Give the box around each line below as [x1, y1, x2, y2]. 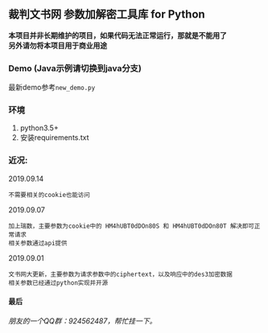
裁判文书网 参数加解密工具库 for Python [8, 7, 205, 22]
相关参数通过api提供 [8, 239, 68, 247]
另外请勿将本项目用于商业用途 [8, 40, 107, 50]
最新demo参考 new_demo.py [8, 83, 96, 92]
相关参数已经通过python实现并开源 [8, 278, 109, 287]
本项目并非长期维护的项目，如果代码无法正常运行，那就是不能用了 [8, 31, 227, 40]
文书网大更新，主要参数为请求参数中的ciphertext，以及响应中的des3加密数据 [8, 270, 233, 278]
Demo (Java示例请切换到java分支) [8, 63, 142, 74]
